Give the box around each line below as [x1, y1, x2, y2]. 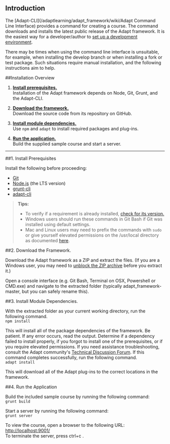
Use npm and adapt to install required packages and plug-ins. [12, 125, 139, 131]
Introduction [5, 4, 46, 13]
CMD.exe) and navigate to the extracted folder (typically [5, 283, 122, 289]
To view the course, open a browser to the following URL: [5, 422, 125, 428]
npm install [5, 319, 30, 324]
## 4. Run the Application [5, 384, 57, 390]
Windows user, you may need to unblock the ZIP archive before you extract [5, 262, 162, 269]
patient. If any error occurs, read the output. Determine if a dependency [5, 333, 155, 339]
